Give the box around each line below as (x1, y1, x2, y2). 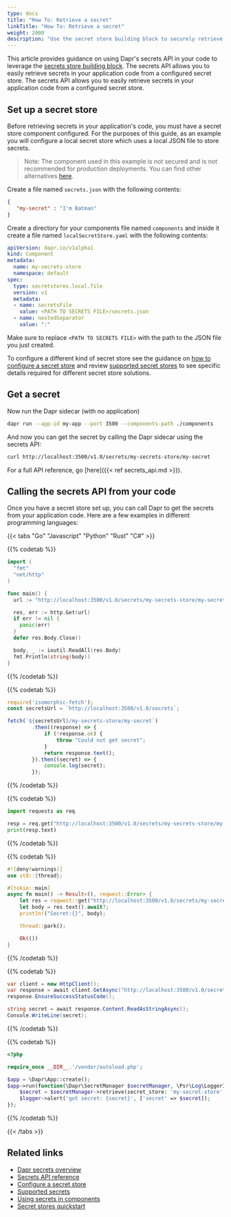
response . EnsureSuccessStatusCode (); (7, 993, 115, 1000)
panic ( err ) (19, 622, 51, 629)
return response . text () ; (43, 749, 115, 757)
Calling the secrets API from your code (7, 486, 177, 497)
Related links (7, 1147, 64, 1159)
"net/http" (13, 572, 45, 579)
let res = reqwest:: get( (19, 897, 91, 905)
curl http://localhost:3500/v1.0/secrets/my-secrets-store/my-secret (7, 453, 211, 460)
